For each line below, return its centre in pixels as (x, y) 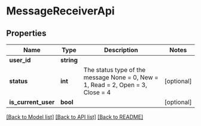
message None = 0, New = (121, 77)
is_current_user (32, 102)
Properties (26, 33)
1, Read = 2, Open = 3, (115, 85)
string (69, 60)
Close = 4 (97, 92)
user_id (20, 60)
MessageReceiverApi (60, 11)
